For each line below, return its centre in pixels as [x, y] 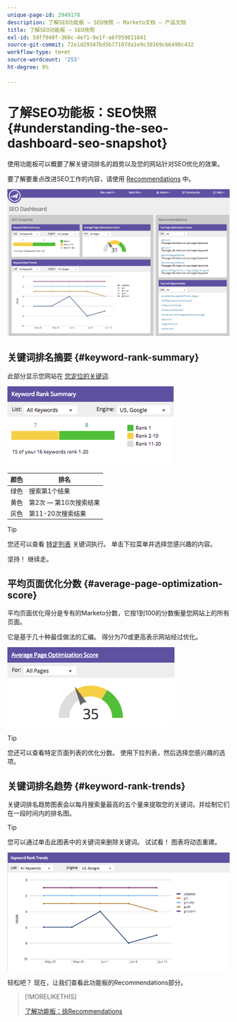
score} [22, 595]
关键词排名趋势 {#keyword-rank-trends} [96, 786]
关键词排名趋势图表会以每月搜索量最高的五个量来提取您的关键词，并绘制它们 [119, 804]
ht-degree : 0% [28, 67]
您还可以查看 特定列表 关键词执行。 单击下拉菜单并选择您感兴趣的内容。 [112, 544]
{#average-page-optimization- [153, 583]
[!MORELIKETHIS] [50, 997]
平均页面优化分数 [44, 583]
